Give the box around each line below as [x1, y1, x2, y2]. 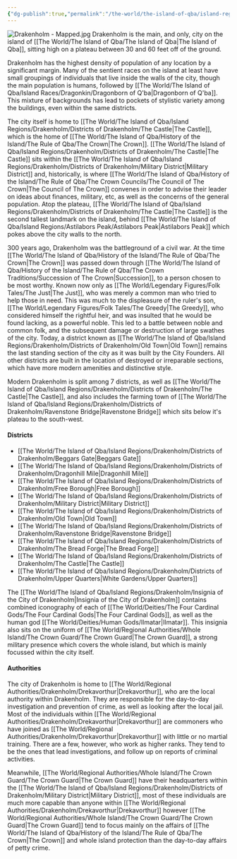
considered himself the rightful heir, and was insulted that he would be [7, 311, 212, 319]
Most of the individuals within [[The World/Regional [7, 710, 157, 718]
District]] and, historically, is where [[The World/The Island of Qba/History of [7, 170, 230, 178]
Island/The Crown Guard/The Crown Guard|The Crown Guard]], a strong [7, 633, 218, 641]
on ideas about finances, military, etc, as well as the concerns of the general [7, 192, 229, 201]
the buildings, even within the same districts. [7, 103, 138, 112]
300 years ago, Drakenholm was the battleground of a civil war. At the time [7, 243, 225, 251]
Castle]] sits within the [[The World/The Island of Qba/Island [7, 155, 182, 163]
